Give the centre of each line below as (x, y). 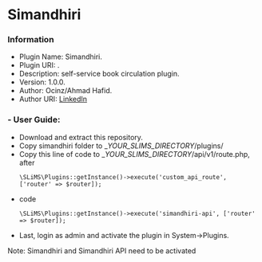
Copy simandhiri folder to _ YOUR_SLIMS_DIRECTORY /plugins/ (121, 146)
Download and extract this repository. (81, 137)
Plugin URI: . (39, 65)
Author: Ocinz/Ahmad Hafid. (65, 91)
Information (31, 40)
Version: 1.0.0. (42, 82)
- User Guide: (34, 119)
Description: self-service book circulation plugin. (99, 74)
